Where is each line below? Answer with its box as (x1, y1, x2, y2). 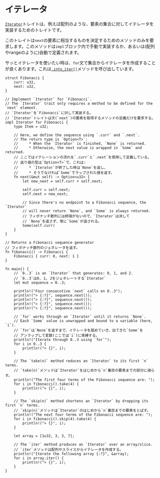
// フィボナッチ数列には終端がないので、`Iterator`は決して (22, 214, 130, 219)
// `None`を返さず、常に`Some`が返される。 (22, 219, 102, 223)
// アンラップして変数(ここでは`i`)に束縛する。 (14, 333, 100, 338)
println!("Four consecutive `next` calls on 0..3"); (14, 289, 123, 293)
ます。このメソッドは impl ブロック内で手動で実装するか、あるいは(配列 (13, 43, 155, 49)
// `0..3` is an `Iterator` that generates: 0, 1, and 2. (14, 271, 133, 275)
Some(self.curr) (22, 223, 55, 228)
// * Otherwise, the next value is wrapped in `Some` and (14, 145, 142, 150)
